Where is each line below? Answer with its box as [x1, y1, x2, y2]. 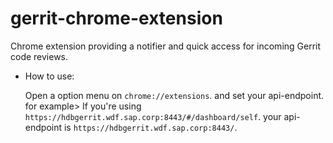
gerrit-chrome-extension [10, 7, 223, 30]
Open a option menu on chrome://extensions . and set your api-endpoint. [24, 89, 325, 101]
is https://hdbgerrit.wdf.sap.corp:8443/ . [63, 121, 238, 133]
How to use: [24, 70, 75, 82]
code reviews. [10, 50, 69, 62]
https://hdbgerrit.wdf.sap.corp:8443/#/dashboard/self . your [24, 110, 282, 122]
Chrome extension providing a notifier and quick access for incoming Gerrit [10, 40, 322, 52]
